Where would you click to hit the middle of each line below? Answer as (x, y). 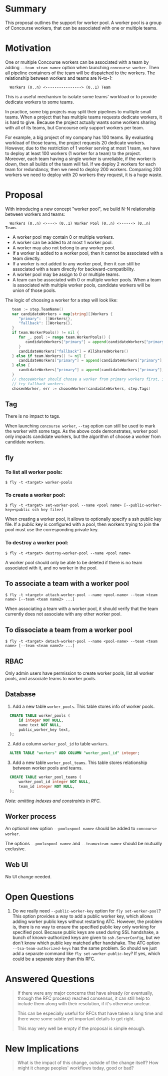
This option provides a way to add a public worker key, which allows (83, 916)
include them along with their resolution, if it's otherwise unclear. (84, 1004)
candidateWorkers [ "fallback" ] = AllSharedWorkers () (73, 351)
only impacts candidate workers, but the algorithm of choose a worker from (83, 436)
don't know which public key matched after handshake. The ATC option (86, 943)
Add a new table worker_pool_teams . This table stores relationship (80, 762)
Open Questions (39, 897)
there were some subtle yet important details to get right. (76, 1019)
